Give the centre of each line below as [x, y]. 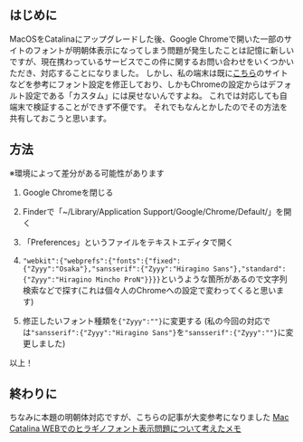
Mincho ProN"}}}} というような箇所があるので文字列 [191, 279]
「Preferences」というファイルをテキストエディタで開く [128, 242]
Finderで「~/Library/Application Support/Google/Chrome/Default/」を [153, 211]
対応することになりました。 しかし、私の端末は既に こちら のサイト [164, 72]
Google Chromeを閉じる [68, 192]
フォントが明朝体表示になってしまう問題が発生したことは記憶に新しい [164, 50]
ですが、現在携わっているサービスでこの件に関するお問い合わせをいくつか [148, 62]
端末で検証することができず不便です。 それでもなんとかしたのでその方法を [149, 107]
